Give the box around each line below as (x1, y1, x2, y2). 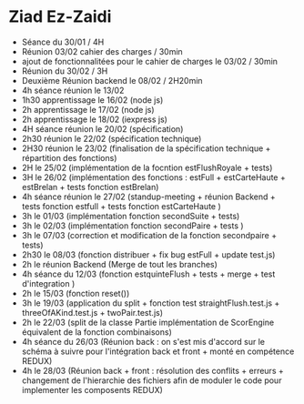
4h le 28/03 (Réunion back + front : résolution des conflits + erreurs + (21, 365, 284, 376)
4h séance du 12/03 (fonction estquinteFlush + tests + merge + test (21, 268, 276, 279)
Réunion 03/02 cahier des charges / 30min (21, 45, 183, 56)
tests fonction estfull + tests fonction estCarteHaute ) (21, 200, 222, 211)
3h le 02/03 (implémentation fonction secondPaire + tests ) (21, 220, 244, 231)
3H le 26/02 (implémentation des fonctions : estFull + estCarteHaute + (21, 171, 286, 183)
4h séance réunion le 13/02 (21, 85, 125, 96)
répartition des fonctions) (21, 152, 117, 163)
